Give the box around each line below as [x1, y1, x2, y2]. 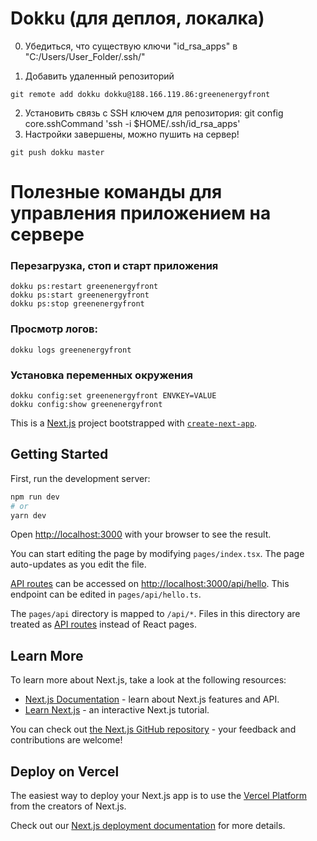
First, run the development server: [10, 472, 151, 484]
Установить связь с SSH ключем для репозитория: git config [24, 107, 284, 119]
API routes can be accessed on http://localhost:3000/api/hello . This [10, 578, 290, 590]
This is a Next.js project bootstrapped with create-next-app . [10, 417, 258, 429]
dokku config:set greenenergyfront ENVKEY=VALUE [10, 391, 217, 401]
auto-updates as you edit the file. [10, 558, 147, 571]
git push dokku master [10, 147, 105, 157]
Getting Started [10, 446, 109, 463]
